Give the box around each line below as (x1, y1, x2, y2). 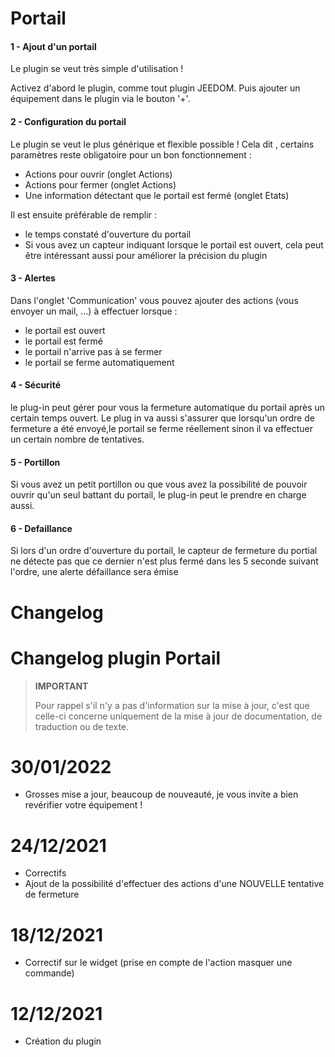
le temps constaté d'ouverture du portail (24, 228, 192, 240)
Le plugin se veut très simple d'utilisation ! (10, 63, 184, 75)
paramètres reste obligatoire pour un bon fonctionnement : (10, 148, 252, 161)
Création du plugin (24, 1035, 102, 1047)
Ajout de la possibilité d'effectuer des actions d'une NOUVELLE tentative (24, 878, 325, 890)
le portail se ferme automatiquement (24, 356, 175, 368)
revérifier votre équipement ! (24, 799, 143, 811)
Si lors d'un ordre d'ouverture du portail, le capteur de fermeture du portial (10, 545, 318, 557)
